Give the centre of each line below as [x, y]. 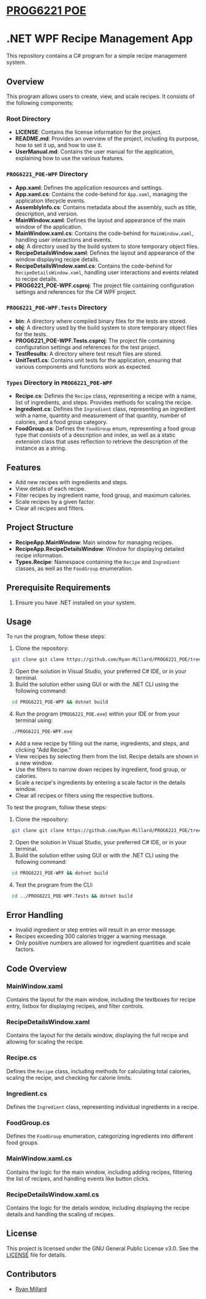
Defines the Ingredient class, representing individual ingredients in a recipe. [103, 1107]
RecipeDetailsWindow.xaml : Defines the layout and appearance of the [105, 253]
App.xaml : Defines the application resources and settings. [89, 187]
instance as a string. [41, 448]
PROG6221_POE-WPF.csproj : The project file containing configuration [105, 285]
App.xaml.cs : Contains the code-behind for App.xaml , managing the [101, 194]
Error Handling [35, 915]
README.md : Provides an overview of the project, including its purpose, [107, 139]
